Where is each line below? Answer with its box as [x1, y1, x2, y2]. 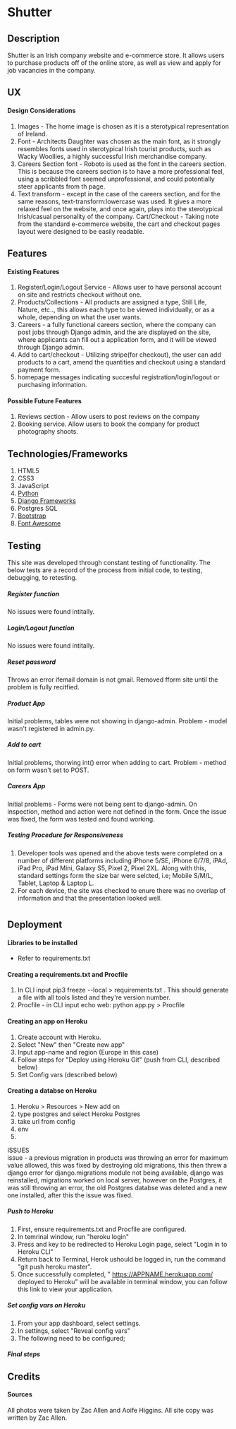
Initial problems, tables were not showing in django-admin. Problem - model [7, 716, 228, 725]
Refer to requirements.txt [17, 954, 90, 963]
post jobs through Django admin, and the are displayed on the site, [17, 328, 211, 336]
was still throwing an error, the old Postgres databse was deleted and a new [7, 1183, 228, 1192]
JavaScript [17, 482, 49, 490]
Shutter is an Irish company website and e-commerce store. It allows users [7, 51, 225, 59]
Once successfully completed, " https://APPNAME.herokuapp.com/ [17, 1269, 213, 1279]
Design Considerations [7, 106, 76, 114]
